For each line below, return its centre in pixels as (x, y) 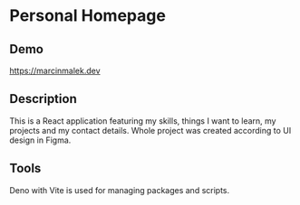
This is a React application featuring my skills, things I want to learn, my (143, 121)
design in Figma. (40, 140)
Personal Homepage (87, 16)
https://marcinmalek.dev (55, 70)
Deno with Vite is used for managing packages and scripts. (120, 190)
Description (43, 99)
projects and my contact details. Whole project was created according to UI (150, 130)
